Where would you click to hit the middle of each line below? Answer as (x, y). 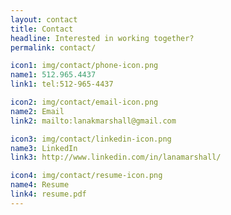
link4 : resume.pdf (48, 194)
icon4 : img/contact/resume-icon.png (86, 176)
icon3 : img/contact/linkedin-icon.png (91, 139)
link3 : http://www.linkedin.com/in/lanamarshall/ (116, 157)
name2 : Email (37, 111)
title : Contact (42, 29)
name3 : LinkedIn (44, 148)
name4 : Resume (40, 185)
